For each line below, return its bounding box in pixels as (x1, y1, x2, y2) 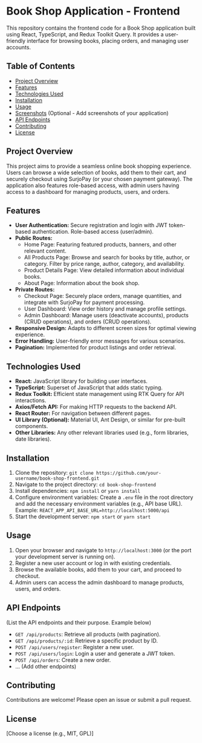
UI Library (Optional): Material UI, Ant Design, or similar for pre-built (15, 416, 186, 423)
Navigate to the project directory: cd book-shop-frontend (15, 481, 156, 488)
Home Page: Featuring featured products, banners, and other (24, 241, 177, 248)
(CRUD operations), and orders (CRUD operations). (24, 318, 152, 325)
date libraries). (15, 435, 51, 443)
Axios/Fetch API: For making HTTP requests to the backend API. (15, 403, 177, 411)
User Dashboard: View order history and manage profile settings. (24, 305, 186, 312)
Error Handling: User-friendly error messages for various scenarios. (15, 337, 186, 345)
